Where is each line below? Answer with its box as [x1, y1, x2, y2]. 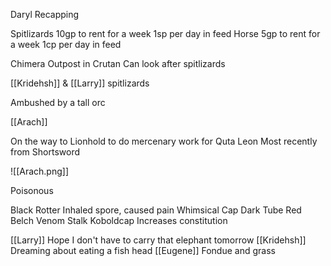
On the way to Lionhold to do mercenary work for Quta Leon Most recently [10, 135, 318, 147]
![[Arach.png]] [10, 165, 69, 177]
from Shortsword [10, 146, 81, 158]
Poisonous [10, 185, 54, 196]
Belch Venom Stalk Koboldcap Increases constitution [10, 215, 228, 226]
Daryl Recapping [10, 9, 80, 20]
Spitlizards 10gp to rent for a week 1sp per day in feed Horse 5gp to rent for [10, 28, 321, 39]
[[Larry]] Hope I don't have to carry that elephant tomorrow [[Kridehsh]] [10, 234, 307, 246]
